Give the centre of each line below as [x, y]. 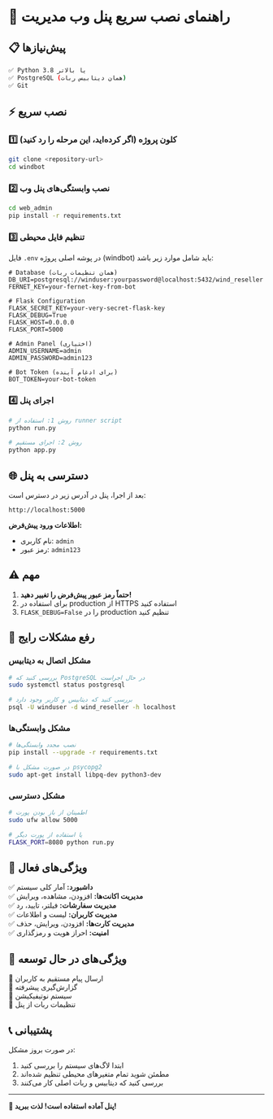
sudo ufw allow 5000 [43, 820]
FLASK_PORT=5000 [36, 330]
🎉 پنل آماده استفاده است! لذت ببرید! [63, 1106]
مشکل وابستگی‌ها [39, 728]
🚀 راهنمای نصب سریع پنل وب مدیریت [119, 17]
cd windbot [27, 167]
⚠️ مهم [24, 575]
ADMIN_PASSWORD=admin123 [50, 358]
